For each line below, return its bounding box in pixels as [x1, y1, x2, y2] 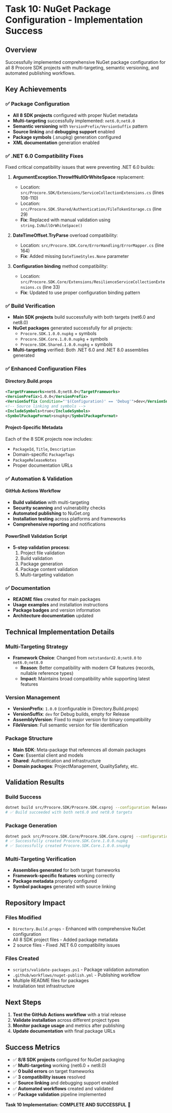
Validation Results [5, 778, 64, 787]
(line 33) [42, 284, 60, 290]
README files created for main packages [12, 596, 101, 602]
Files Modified [5, 914, 42, 921]
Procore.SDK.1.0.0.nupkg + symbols [20, 331, 97, 337]
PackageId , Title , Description [12, 446, 76, 452]
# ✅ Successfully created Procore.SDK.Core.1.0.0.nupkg [5, 839, 128, 844]
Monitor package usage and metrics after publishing [12, 1022, 125, 1029]
